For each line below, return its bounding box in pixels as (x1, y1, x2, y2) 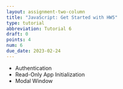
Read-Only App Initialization (15, 70, 85, 78)
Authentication (15, 64, 52, 72)
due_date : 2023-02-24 (6, 48, 61, 54)
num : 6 (6, 43, 23, 49)
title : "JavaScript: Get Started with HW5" (6, 14, 118, 20)
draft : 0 (6, 31, 28, 37)
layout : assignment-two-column (6, 8, 85, 15)
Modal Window (15, 77, 53, 84)
